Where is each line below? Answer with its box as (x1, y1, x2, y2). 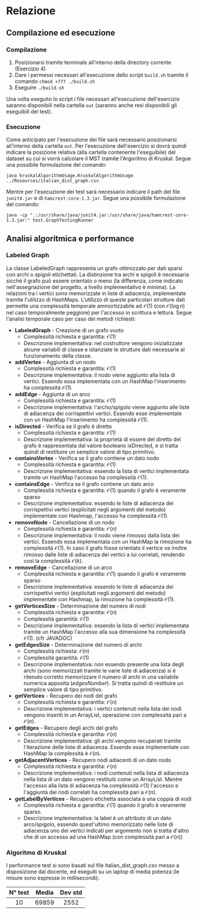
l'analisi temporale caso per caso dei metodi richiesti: (6, 315, 136, 322)
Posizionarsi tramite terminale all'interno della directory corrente (14, 59, 171, 66)
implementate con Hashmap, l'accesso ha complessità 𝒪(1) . (23, 512, 169, 519)
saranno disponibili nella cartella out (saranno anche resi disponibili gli (6, 102, 177, 109)
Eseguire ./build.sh (14, 84, 64, 91)
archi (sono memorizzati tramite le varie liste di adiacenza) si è (23, 667, 176, 674)
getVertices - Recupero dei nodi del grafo (14, 692, 118, 699)
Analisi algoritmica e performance (6, 234, 135, 244)
